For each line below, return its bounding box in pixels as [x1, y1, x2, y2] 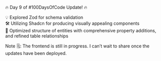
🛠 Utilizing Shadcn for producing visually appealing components [5, 20, 140, 26]
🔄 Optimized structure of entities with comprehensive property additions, [5, 28, 156, 33]
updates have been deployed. [5, 50, 67, 56]
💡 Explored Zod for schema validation [5, 15, 84, 20]
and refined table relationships [5, 33, 69, 39]
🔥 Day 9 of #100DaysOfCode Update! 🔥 [5, 5, 88, 10]
